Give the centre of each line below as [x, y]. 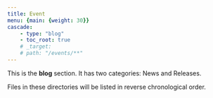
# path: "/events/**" [51, 54]
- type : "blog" [42, 33]
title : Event [26, 14]
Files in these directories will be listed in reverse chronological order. [106, 87]
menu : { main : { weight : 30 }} [49, 20]
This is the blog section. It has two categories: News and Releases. [104, 73]
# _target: [36, 47]
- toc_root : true [45, 40]
